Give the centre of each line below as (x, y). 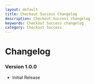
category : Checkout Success (34, 28)
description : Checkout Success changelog (48, 18)
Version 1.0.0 (21, 67)
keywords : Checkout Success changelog (44, 23)
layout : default (21, 9)
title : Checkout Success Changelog (41, 14)
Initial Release (26, 77)
